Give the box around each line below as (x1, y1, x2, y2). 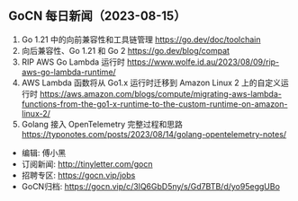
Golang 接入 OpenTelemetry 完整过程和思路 (21, 118, 184, 129)
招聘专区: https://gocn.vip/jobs (21, 170, 136, 180)
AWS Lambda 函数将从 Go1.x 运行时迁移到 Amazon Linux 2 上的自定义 (21, 77, 281, 88)
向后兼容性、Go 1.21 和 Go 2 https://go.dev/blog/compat (21, 45, 230, 56)
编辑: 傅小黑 (21, 147, 67, 158)
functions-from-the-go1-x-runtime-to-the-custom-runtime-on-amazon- (21, 98, 288, 109)
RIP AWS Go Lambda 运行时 (21, 57, 125, 67)
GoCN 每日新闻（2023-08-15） (8, 8, 186, 24)
